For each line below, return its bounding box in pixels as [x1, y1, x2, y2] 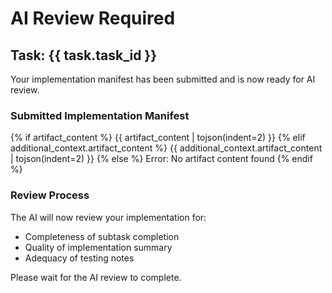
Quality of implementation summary [24, 241, 173, 253]
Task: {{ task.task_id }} [10, 47, 158, 64]
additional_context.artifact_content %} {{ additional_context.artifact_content [10, 142, 323, 154]
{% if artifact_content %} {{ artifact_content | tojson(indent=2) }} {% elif [10, 132, 306, 144]
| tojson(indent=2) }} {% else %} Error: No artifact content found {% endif [10, 153, 313, 165]
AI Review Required [10, 7, 176, 30]
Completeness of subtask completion [24, 230, 180, 242]
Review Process [10, 188, 90, 202]
